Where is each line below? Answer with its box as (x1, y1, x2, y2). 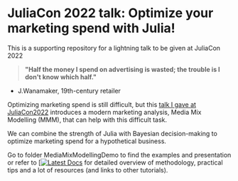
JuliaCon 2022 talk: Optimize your (7, 5, 214, 21)
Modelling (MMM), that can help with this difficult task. (7, 115, 168, 124)
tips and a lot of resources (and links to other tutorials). (7, 165, 168, 174)
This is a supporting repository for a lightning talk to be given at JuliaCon (7, 43, 221, 52)
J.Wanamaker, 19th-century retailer (17, 86, 121, 95)
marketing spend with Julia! (7, 20, 175, 36)
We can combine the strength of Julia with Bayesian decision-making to (7, 129, 218, 138)
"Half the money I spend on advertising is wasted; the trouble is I (24, 65, 220, 73)
